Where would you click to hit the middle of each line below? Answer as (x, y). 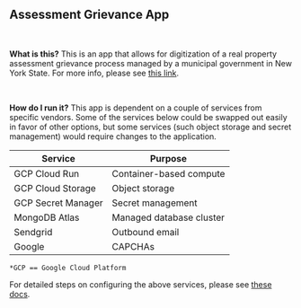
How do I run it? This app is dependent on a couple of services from (136, 108)
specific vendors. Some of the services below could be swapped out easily (148, 117)
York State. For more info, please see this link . (94, 73)
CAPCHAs (133, 246)
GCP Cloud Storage (55, 188)
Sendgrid (33, 232)
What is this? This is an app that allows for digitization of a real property (143, 54)
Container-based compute (168, 173)
